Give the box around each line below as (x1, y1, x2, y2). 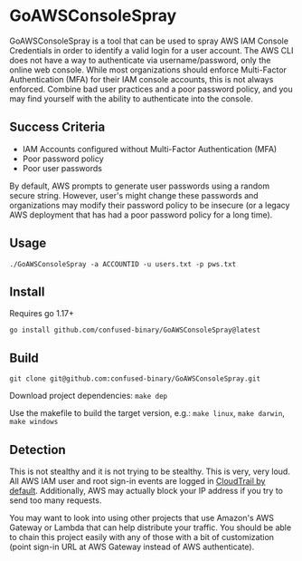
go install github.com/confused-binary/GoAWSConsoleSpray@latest (9, 325, 260, 335)
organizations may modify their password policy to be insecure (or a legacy (9, 199, 290, 210)
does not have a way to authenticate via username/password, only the (9, 54, 271, 65)
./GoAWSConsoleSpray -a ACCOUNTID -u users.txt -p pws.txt (9, 259, 237, 268)
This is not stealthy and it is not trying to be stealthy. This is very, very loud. (9, 466, 291, 477)
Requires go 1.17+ (9, 308, 75, 319)
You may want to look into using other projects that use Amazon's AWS (9, 513, 274, 523)
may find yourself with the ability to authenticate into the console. (9, 92, 253, 104)
